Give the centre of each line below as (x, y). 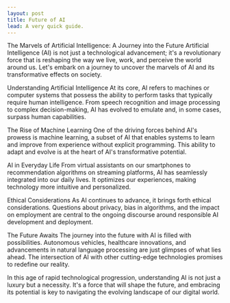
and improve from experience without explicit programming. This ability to (111, 145)
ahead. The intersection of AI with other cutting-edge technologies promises (115, 257)
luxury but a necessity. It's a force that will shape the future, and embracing (114, 285)
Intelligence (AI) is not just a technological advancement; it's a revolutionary (114, 53)
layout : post (26, 13)
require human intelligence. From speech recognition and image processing (114, 103)
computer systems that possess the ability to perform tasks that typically (110, 95)
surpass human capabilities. (47, 117)
